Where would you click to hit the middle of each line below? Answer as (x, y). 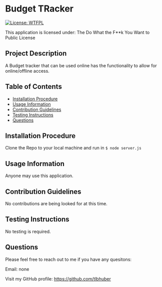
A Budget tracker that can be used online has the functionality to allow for (81, 65)
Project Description (36, 53)
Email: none (17, 269)
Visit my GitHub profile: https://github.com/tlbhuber (58, 278)
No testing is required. (28, 231)
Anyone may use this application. (39, 176)
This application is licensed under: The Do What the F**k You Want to (77, 32)
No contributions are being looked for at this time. (56, 203)
